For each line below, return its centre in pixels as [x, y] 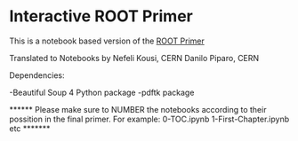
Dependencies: [37, 75]
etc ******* [30, 128]
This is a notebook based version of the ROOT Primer [107, 41]
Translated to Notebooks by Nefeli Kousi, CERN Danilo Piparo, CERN [134, 58]
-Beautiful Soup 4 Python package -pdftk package [102, 92]
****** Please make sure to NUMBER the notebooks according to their [138, 109]
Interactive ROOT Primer [101, 16]
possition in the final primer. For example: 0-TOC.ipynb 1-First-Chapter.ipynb [149, 119]
